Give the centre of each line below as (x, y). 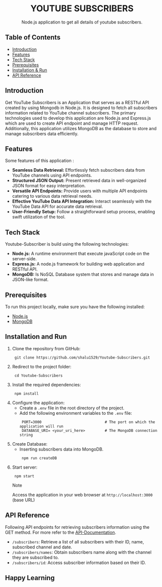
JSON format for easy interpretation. (49, 186)
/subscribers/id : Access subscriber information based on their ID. (79, 563)
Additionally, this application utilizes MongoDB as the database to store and (81, 128)
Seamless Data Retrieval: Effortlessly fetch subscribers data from (79, 170)
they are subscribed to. (35, 557)
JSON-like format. (30, 280)
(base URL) (23, 500)
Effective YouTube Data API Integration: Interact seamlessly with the (82, 202)
